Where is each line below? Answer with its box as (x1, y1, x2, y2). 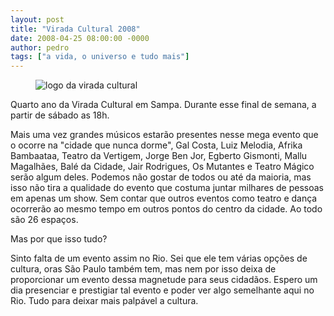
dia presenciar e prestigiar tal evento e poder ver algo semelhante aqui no (10, 284, 315, 296)
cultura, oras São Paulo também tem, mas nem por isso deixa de (10, 263, 277, 275)
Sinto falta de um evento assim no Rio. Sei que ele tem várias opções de (10, 252, 308, 265)
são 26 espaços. (10, 214, 79, 226)
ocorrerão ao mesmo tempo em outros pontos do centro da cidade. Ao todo (10, 203, 323, 215)
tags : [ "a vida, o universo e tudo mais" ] (10, 52, 190, 62)
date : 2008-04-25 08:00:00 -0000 (10, 33, 150, 43)
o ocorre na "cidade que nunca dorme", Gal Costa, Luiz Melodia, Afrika (10, 139, 303, 151)
